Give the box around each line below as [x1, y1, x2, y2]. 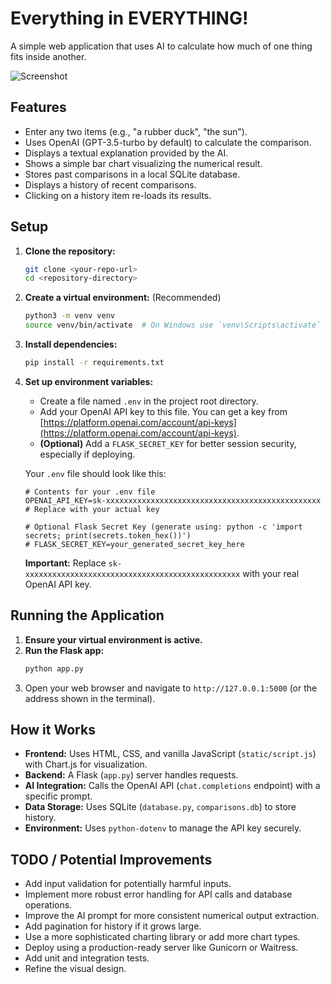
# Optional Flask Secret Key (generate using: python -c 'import [24, 522, 303, 532]
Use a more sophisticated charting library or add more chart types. [24, 931, 301, 943]
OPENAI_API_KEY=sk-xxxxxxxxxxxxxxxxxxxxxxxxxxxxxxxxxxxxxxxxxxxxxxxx [24, 495, 322, 506]
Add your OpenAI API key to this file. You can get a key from [39, 405, 288, 417]
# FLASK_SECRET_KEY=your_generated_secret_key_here [24, 539, 245, 549]
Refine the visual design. [24, 963, 127, 975]
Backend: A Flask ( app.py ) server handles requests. [24, 769, 239, 781]
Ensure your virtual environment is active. [24, 633, 203, 646]
